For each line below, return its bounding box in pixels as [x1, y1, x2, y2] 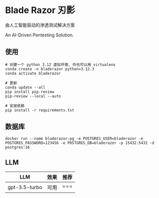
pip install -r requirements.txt [5, 108, 75, 113]
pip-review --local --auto [5, 93, 61, 99]
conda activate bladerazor [5, 71, 61, 76]
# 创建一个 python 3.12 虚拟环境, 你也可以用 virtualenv [5, 62, 116, 67]
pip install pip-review [5, 89, 55, 94]
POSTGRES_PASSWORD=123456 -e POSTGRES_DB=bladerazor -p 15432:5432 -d [5, 140, 155, 145]
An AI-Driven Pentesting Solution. [5, 32, 74, 38]
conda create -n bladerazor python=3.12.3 [5, 66, 94, 71]
